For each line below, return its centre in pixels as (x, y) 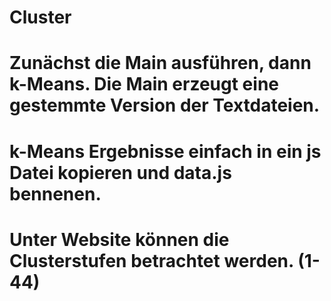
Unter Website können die (119, 239)
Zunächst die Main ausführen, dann (160, 63)
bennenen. (55, 193)
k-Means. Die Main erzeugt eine (144, 84)
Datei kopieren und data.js (120, 172)
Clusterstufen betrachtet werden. (151, 260)
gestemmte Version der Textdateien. (165, 105)
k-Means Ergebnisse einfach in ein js (165, 151)
